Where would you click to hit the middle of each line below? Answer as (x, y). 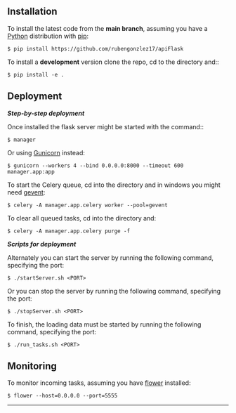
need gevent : (26, 192)
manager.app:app (31, 171)
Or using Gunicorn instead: (46, 152)
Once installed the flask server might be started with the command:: (106, 126)
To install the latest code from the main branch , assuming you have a (108, 28)
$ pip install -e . (36, 74)
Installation (32, 12)
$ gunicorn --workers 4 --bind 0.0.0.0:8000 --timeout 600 (96, 165)
